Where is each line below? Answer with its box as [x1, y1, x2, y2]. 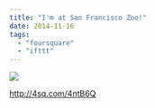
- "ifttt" [17, 47, 54, 56]
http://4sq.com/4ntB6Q [9, 88, 96, 99]
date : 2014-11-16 [9, 22, 75, 31]
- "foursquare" [17, 38, 75, 48]
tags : [9, 30, 30, 39]
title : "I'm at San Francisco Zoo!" [9, 13, 147, 22]
